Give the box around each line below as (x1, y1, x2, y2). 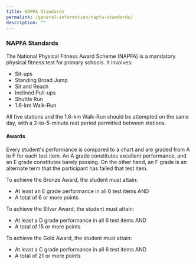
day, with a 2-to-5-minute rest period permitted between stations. (6, 119, 166, 126)
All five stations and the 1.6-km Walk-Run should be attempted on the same (6, 113, 189, 120)
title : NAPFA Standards (6, 8, 65, 15)
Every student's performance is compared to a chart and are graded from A (6, 146, 190, 153)
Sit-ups (14, 70, 33, 77)
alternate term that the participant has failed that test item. (6, 165, 148, 172)
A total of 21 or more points (14, 252, 81, 259)
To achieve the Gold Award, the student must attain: (6, 234, 132, 241)
